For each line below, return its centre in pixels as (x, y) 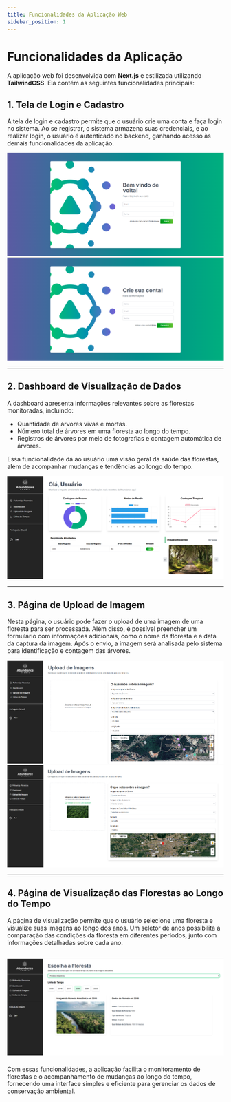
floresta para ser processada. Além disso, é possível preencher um (102, 629)
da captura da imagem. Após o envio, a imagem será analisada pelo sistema (115, 643)
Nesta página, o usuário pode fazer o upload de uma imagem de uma (105, 622)
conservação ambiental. (41, 1091)
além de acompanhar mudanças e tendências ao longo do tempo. (100, 466)
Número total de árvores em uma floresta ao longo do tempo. (104, 431)
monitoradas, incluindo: (41, 410)
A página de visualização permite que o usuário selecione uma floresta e (110, 920)
